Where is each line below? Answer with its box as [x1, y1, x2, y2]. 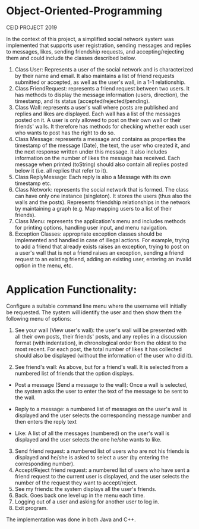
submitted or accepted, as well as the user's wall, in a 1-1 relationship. [14, 79, 186, 86]
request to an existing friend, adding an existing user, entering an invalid [14, 255, 192, 262]
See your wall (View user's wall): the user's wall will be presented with [14, 326, 187, 334]
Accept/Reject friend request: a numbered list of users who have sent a [14, 466, 190, 474]
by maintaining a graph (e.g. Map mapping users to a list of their [14, 205, 172, 212]
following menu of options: [6, 315, 72, 322]
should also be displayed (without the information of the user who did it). [14, 352, 193, 359]
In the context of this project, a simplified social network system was [6, 35, 174, 42]
